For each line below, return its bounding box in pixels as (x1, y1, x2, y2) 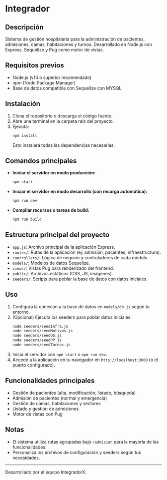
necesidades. (12, 455, 40, 461)
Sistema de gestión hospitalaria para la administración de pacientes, (5, 36, 145, 42)
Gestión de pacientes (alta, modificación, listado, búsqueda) (12, 390, 136, 396)
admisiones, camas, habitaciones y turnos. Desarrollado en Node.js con (5, 41, 153, 47)
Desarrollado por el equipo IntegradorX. (5, 469, 87, 475)
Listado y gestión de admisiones (12, 406, 79, 412)
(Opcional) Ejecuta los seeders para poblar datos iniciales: (12, 314, 132, 320)
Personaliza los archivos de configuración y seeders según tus (12, 449, 141, 455)
